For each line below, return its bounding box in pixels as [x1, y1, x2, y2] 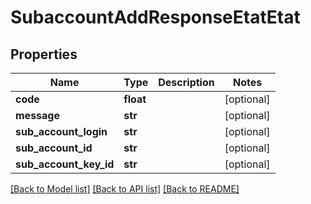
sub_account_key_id [15, 157, 115, 171]
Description [158, 76, 215, 89]
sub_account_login [15, 125, 108, 138]
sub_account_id [15, 141, 93, 155]
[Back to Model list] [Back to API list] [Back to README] [10, 183, 240, 195]
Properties [10, 46, 78, 63]
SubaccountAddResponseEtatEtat [10, 6, 301, 29]
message [15, 109, 60, 122]
